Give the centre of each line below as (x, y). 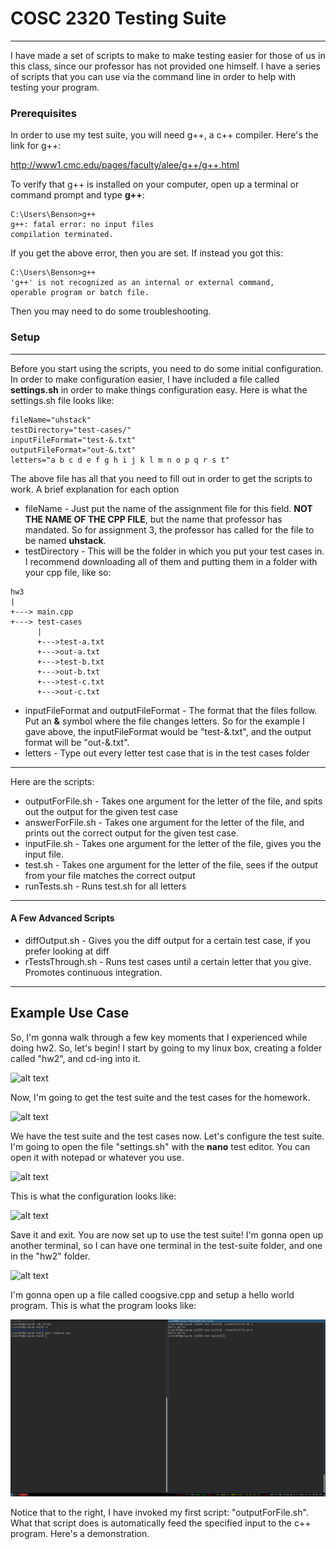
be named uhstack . (65, 540)
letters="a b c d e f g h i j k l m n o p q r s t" (120, 460)
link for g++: (36, 146)
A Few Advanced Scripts (62, 918)
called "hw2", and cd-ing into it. (75, 1058)
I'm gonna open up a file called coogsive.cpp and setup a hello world (152, 1294)
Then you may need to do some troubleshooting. (111, 311)
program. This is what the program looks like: (103, 1305)
